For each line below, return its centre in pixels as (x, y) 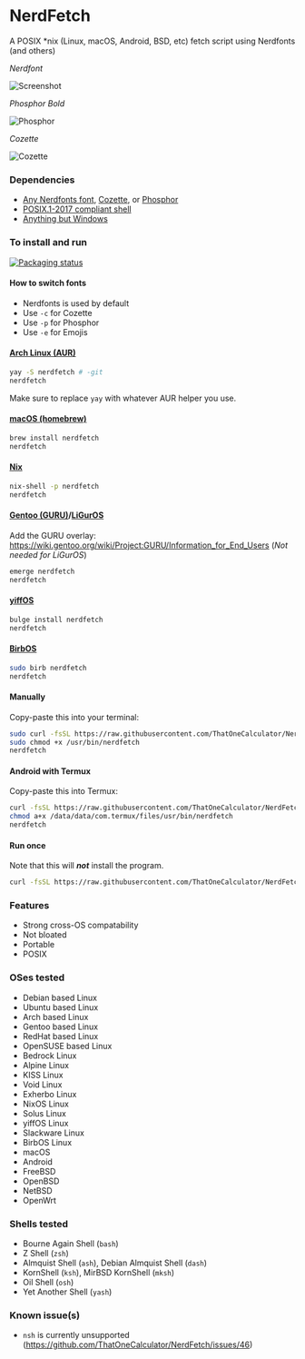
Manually (27, 697)
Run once (28, 845)
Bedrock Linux (49, 1056)
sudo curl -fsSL (40, 734)
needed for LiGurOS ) (49, 554)
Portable (39, 945)
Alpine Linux (46, 1065)
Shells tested (39, 1224)
